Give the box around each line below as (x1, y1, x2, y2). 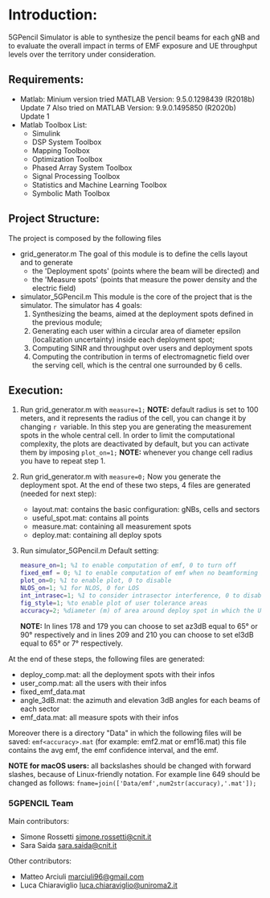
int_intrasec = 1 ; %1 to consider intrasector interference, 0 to (19, 591, 240, 600)
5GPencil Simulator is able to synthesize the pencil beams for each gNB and (8, 32, 260, 42)
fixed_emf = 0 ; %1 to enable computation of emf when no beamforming (19, 569, 259, 577)
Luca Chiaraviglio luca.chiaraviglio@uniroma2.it (19, 880, 178, 890)
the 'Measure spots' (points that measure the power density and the (31, 274, 258, 284)
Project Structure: (8, 212, 100, 226)
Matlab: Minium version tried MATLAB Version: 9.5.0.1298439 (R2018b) (19, 94, 256, 104)
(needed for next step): (19, 489, 97, 499)
